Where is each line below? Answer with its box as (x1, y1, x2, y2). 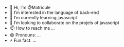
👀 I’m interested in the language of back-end (9, 10, 99, 15)
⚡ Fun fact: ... (9, 37, 36, 43)
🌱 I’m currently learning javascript (9, 15, 77, 20)
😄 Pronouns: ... (9, 32, 41, 38)
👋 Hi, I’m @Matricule (9, 5, 51, 10)
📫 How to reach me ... (9, 25, 55, 31)
